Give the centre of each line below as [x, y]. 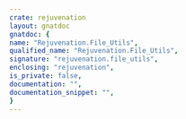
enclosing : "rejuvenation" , [62, 68]
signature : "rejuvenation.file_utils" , [84, 59]
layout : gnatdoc [40, 26]
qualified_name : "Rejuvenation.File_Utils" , [94, 51]
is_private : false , [46, 76]
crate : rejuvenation [48, 17]
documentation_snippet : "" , [62, 92]
